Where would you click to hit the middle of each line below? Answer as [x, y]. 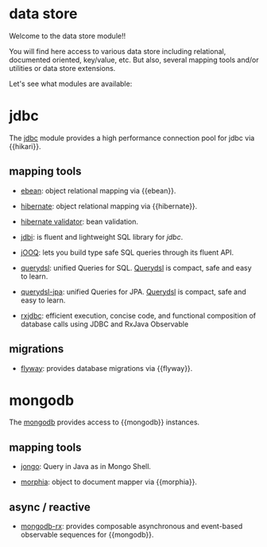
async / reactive [50, 507]
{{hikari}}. [25, 146]
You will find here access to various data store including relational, [118, 51]
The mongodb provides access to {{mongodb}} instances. [104, 422]
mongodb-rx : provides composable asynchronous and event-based [132, 526]
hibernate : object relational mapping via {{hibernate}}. [109, 206]
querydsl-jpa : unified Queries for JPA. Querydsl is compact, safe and [133, 291]
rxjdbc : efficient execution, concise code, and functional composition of [138, 315]
